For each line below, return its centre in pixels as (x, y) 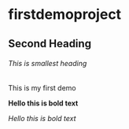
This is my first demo (42, 87)
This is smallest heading (48, 64)
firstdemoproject (65, 15)
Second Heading (50, 44)
